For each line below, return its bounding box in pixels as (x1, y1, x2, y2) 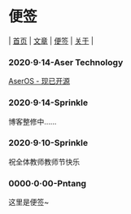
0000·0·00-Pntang (8, 177, 87, 189)
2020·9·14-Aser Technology (8, 56, 124, 68)
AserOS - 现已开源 (8, 76, 71, 86)
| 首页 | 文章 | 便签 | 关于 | (8, 36, 94, 46)
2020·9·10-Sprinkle (8, 138, 89, 149)
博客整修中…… (8, 116, 57, 126)
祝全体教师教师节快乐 (8, 156, 80, 167)
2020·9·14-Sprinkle (8, 97, 89, 108)
